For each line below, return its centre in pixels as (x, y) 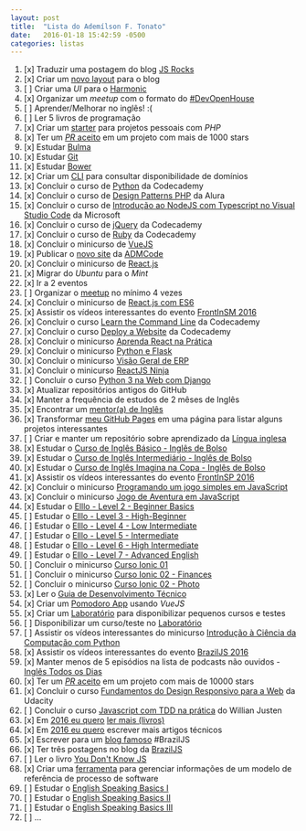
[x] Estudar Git (51, 157)
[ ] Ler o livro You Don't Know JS (85, 759)
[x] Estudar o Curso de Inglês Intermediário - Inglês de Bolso (137, 458)
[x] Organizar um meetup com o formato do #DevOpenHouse (139, 99)
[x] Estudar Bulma (57, 147)
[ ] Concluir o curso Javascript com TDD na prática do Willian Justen (153, 710)
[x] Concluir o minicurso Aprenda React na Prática (118, 341)
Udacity (38, 701)
